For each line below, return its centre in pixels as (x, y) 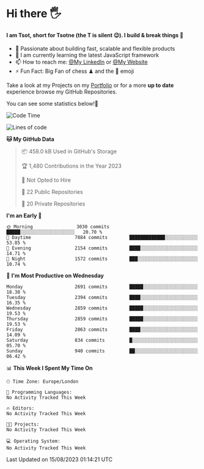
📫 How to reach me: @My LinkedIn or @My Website (81, 62)
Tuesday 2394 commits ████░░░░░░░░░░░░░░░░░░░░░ (102, 298)
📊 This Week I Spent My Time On (49, 368)
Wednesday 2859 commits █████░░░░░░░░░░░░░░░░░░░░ (102, 308)
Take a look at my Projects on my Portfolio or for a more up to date (90, 86)
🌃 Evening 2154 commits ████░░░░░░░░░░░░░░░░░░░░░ (102, 248)
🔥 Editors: (20, 408)
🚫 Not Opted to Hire (46, 180)
